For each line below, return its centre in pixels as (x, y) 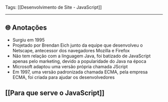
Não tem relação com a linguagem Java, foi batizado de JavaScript (81, 56)
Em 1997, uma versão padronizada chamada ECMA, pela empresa (80, 72)
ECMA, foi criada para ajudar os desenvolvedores (63, 77)
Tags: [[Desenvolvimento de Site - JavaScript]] (53, 7)
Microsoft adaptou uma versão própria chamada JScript (70, 66)
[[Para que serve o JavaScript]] (55, 93)
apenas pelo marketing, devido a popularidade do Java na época (79, 61)
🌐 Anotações (26, 28)
